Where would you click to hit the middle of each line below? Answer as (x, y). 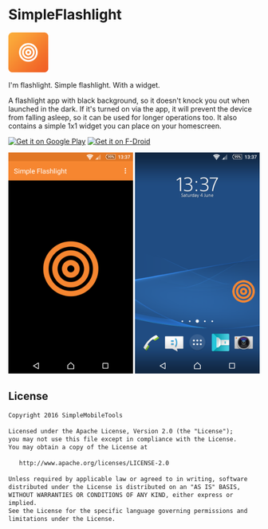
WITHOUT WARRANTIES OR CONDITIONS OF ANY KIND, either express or (121, 496)
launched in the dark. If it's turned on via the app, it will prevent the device (130, 108)
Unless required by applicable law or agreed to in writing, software (128, 480)
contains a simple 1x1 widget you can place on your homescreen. (115, 126)
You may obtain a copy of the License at (78, 448)
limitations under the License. (62, 519)
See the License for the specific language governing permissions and (128, 511)
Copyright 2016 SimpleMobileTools (66, 416)
